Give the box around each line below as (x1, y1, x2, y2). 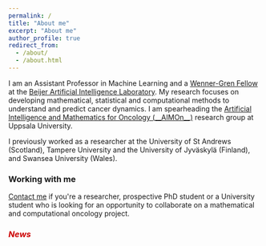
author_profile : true (8, 34, 81, 42)
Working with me (8, 173, 76, 184)
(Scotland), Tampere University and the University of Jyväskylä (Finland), (8, 145, 251, 155)
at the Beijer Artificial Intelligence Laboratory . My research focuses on (8, 87, 239, 96)
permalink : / (8, 11, 52, 20)
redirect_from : (8, 42, 59, 50)
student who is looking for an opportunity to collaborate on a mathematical (8, 200, 255, 210)
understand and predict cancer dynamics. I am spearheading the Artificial (8, 103, 252, 113)
